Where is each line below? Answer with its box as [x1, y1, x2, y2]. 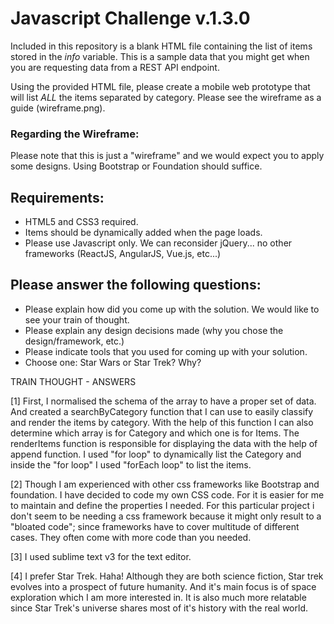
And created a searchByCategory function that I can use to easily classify [10, 405, 314, 417]
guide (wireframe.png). [10, 102, 106, 114]
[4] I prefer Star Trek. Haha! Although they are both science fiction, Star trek [10, 570, 324, 582]
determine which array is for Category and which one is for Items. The [10, 427, 300, 439]
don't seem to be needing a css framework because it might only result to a [10, 510, 322, 522]
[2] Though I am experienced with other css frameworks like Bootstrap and [10, 478, 320, 490]
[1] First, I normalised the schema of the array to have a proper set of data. [10, 395, 317, 407]
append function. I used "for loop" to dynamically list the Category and [10, 448, 302, 460]
